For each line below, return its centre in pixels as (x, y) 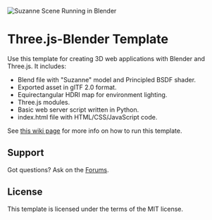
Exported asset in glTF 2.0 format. (67, 87)
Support (26, 153)
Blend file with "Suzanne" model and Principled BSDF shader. (106, 79)
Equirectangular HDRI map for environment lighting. (92, 94)
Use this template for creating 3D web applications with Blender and (106, 58)
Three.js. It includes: (37, 66)
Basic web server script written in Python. (78, 110)
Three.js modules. (44, 102)
